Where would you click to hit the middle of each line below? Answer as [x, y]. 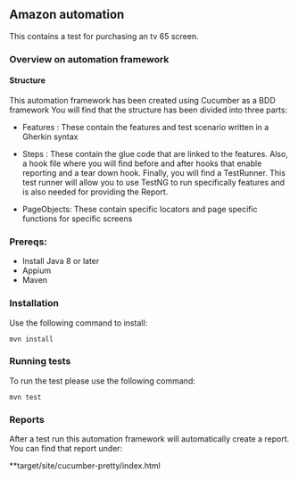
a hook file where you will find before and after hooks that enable [142, 163]
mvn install [31, 339]
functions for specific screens [77, 219]
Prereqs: [28, 242]
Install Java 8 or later [61, 261]
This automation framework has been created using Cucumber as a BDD [142, 100]
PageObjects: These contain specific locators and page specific [140, 209]
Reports [27, 419]
